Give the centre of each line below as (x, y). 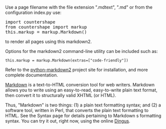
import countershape (30, 22)
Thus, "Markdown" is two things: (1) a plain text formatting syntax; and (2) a (83, 105)
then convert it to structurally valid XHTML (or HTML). (61, 95)
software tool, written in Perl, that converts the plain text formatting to (77, 110)
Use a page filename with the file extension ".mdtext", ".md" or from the (79, 7)
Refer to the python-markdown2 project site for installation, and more (77, 70)
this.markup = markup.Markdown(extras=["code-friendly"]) (67, 60)
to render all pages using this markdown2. (48, 41)
